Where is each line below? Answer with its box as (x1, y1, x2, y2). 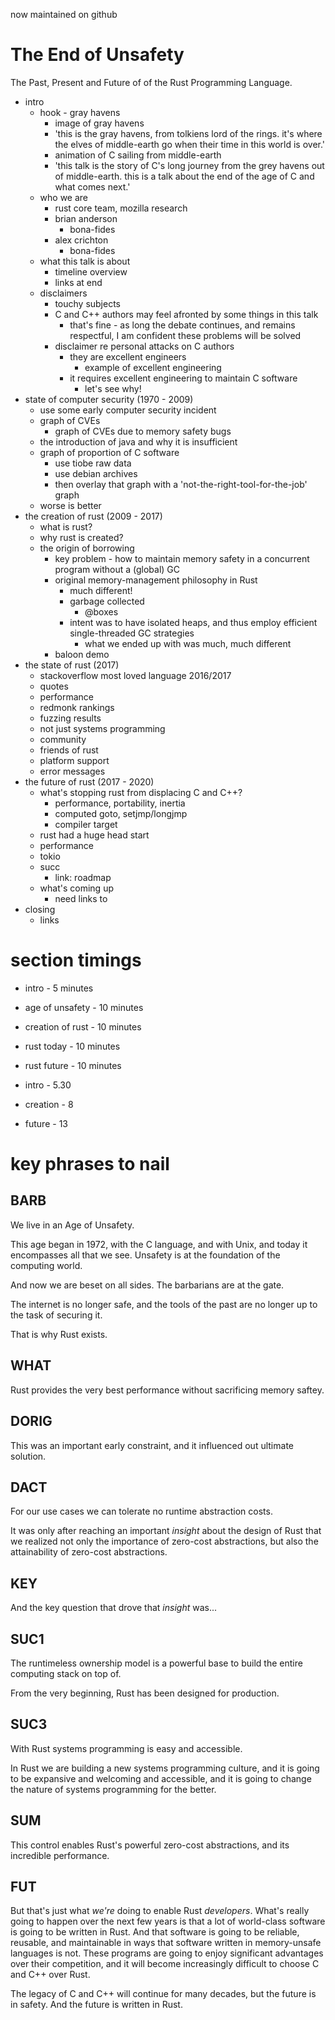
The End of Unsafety (10, 44, 185, 66)
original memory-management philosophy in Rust (54, 574, 258, 586)
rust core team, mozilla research (54, 202, 188, 214)
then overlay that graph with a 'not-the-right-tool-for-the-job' (54, 478, 308, 490)
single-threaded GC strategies (69, 627, 195, 639)
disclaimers (39, 287, 88, 299)
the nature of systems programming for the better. (10, 1783, 217, 1795)
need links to (54, 892, 108, 904)
